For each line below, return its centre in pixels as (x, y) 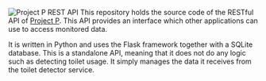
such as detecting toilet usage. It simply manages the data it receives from (130, 61)
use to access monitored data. (58, 29)
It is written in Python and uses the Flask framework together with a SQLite (131, 44)
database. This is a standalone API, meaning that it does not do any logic (127, 53)
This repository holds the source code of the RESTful (167, 12)
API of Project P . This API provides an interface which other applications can (133, 21)
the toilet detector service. (52, 70)
